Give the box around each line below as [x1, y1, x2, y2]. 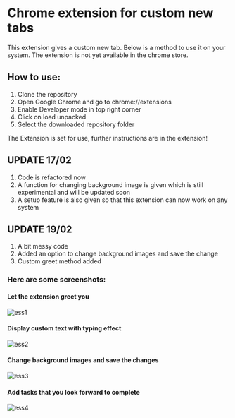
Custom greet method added [17, 257, 102, 265]
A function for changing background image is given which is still [17, 180, 204, 189]
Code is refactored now [17, 173, 87, 181]
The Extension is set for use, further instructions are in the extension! [7, 133, 208, 142]
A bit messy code [17, 242, 69, 251]
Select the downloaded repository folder [17, 120, 135, 129]
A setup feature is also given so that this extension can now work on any [17, 196, 228, 204]
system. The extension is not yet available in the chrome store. [7, 51, 189, 59]
